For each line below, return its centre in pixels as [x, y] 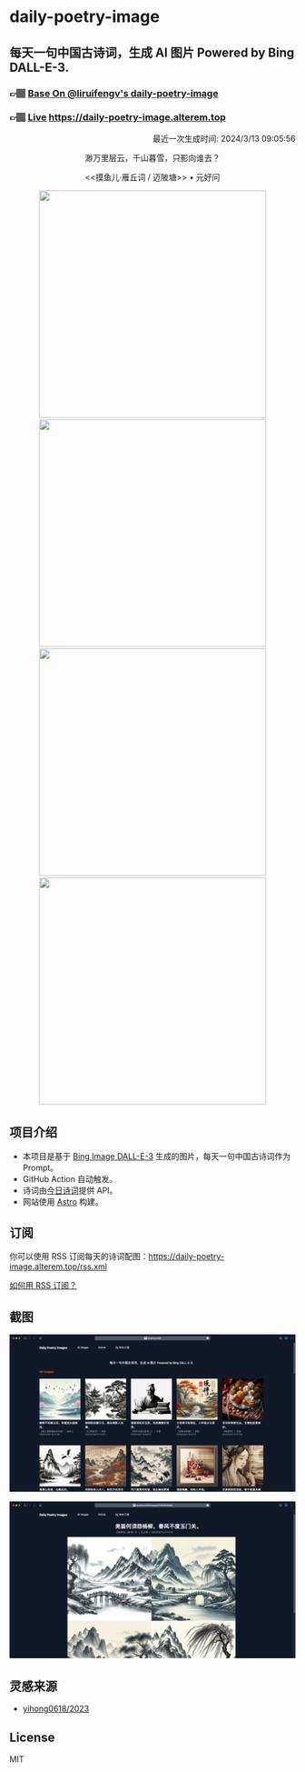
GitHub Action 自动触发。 [70, 1178]
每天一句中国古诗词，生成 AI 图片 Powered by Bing [152, 52]
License [32, 1737]
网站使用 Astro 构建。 [63, 1201]
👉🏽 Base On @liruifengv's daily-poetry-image [114, 93]
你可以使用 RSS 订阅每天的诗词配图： [79, 1256]
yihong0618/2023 [56, 1709]
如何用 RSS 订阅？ [43, 1286]
